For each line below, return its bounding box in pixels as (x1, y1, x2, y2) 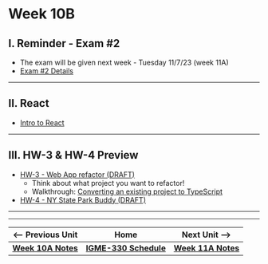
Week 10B (8, 5, 76, 23)
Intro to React (19, 117, 65, 128)
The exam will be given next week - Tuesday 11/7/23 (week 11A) (19, 57, 229, 67)
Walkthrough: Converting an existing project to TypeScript (31, 187, 223, 196)
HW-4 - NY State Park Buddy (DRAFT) (19, 195, 146, 204)
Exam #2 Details (19, 66, 74, 76)
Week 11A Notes (173, 242, 240, 254)
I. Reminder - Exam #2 (8, 37, 120, 50)
